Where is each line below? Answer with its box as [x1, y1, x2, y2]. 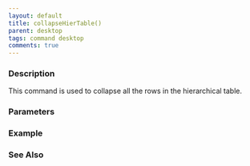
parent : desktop [8, 26, 62, 34]
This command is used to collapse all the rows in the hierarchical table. [8, 86, 243, 96]
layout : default [8, 11, 62, 20]
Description [8, 68, 55, 79]
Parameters [8, 106, 54, 117]
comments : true [8, 42, 59, 50]
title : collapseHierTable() [8, 19, 103, 27]
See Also [8, 149, 44, 160]
